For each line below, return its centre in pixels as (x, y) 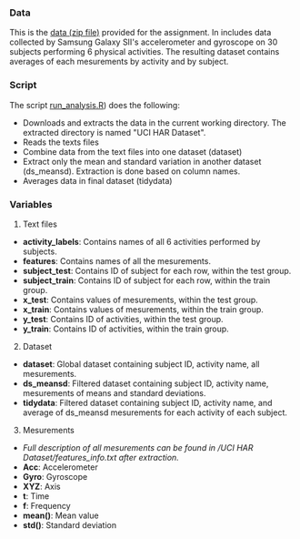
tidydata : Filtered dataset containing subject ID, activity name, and (147, 402)
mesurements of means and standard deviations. (114, 392)
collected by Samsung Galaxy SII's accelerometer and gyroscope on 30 (144, 42)
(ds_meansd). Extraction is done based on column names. (131, 171)
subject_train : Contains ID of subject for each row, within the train (146, 280)
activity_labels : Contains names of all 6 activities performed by (141, 241)
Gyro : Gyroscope (55, 476)
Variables (31, 204)
